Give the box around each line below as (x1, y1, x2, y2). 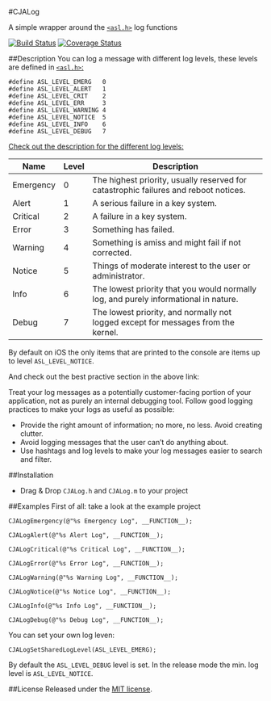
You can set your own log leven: (8, 630, 115, 640)
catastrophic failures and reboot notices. (92, 185, 246, 195)
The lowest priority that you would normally (92, 283, 256, 294)
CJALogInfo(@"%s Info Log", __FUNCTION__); (8, 602, 157, 610)
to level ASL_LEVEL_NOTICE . (8, 356, 94, 366)
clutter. (19, 429, 44, 439)
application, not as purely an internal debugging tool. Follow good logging (8, 396, 253, 405)
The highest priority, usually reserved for (92, 174, 248, 185)
